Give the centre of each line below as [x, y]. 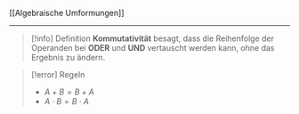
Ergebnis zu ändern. [68, 57]
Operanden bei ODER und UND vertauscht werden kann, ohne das [153, 48]
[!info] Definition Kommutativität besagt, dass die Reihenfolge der [152, 38]
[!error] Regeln [58, 74]
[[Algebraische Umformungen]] [67, 13]
